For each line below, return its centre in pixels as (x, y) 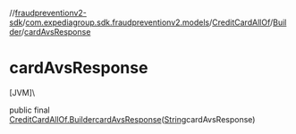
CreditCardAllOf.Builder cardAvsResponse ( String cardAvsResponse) (132, 119)
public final (30, 110)
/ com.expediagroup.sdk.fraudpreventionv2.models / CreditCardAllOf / (148, 22)
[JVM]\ (22, 92)
